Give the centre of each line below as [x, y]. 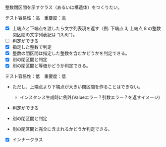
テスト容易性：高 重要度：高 [35, 18]
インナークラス [28, 140]
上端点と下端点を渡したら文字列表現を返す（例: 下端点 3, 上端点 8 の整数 [86, 28]
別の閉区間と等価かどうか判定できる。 [51, 66]
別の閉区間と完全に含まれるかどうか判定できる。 [62, 129]
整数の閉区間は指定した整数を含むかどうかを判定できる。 [71, 53]
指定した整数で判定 [32, 47]
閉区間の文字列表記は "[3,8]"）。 [45, 35]
